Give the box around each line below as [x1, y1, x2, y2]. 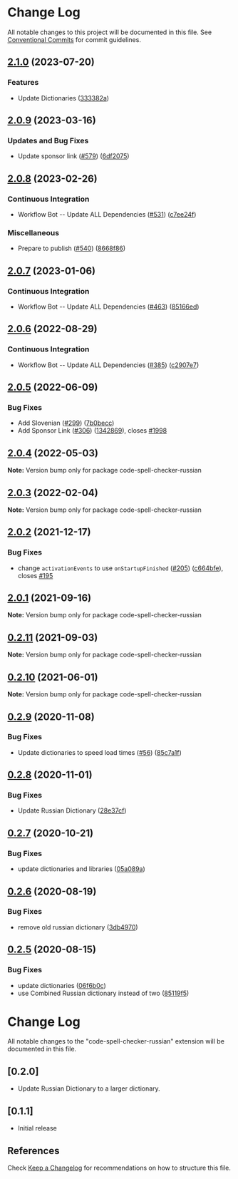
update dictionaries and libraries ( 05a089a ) [17, 865, 146, 873]
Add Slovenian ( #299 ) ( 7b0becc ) [17, 418, 115, 428]
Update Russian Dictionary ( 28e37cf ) [17, 806, 127, 815]
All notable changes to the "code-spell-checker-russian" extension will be [7, 1037, 224, 1046]
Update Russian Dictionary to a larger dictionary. [17, 1084, 160, 1093]
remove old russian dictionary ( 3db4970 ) [17, 922, 138, 931]
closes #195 [17, 571, 53, 580]
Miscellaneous [7, 227, 59, 237]
